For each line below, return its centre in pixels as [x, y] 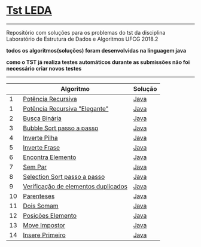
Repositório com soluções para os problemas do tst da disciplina [86, 32]
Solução [145, 89]
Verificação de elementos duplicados [75, 186]
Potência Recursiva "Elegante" [66, 108]
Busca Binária [42, 118]
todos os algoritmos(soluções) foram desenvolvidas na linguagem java [96, 50]
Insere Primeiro [44, 235]
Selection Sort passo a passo [64, 176]
